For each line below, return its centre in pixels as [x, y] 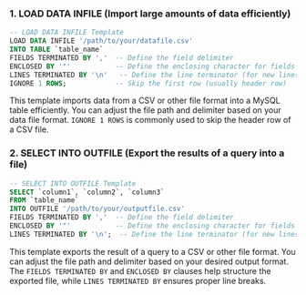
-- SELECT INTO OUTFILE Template [73, 183]
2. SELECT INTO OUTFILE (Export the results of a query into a [147, 153]
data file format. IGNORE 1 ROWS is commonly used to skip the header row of [150, 120]
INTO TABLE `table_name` [56, 50]
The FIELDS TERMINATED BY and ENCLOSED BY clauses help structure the [140, 270]
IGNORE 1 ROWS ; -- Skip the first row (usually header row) [148, 83]
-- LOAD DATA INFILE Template [67, 33]
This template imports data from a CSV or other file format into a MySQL [145, 101]
